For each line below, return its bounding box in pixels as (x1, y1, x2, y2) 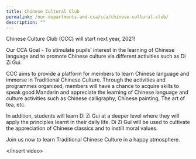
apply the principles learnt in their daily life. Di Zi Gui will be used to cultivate (6, 119, 190, 126)
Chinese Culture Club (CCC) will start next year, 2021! (6, 36, 136, 43)
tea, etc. (6, 101, 26, 108)
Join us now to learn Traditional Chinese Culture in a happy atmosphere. (6, 136, 180, 143)
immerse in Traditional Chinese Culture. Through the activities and (6, 76, 166, 83)
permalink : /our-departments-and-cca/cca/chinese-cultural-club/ (6, 14, 169, 20)
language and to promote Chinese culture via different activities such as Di (6, 53, 186, 60)
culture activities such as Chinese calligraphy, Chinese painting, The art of (6, 95, 185, 102)
